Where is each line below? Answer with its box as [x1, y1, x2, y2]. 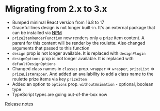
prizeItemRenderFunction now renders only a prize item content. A [12, 35, 144, 41]
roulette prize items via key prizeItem [12, 76, 87, 82]
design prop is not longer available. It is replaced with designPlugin [12, 50, 146, 56]
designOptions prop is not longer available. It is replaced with [12, 55, 134, 61]
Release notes [5, 101, 33, 107]
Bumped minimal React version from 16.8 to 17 [12, 19, 104, 25]
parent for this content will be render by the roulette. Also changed [12, 40, 145, 46]
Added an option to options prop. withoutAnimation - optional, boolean [12, 81, 154, 87]
